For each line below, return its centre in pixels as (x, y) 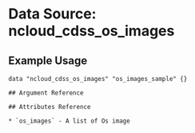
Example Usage (48, 60)
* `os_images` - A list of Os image (69, 121)
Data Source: (52, 14)
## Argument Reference (46, 93)
